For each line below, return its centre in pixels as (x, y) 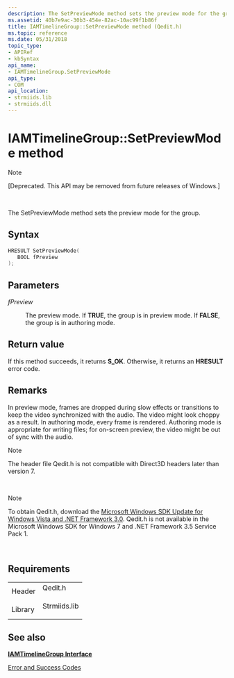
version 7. (22, 471)
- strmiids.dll (30, 104)
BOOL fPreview (37, 257)
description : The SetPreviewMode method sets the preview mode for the (114, 14)
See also (27, 637)
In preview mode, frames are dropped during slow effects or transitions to (114, 407)
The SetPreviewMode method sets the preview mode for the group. (104, 213)
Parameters (34, 285)
